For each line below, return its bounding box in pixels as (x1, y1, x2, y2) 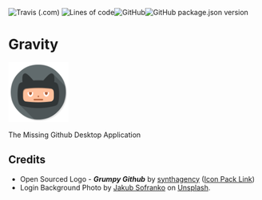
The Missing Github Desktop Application (8, 130, 141, 139)
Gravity (8, 36, 58, 53)
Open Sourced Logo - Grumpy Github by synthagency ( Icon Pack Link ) (19, 174, 256, 183)
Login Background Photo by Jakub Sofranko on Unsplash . (19, 182, 211, 192)
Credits (8, 153, 46, 167)
